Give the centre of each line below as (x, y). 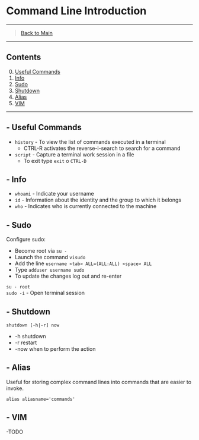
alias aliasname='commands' (41, 399)
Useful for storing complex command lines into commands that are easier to (99, 382)
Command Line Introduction (76, 11)
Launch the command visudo (50, 257)
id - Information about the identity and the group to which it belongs (98, 200)
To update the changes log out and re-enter (68, 276)
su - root (18, 287)
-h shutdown (30, 336)
